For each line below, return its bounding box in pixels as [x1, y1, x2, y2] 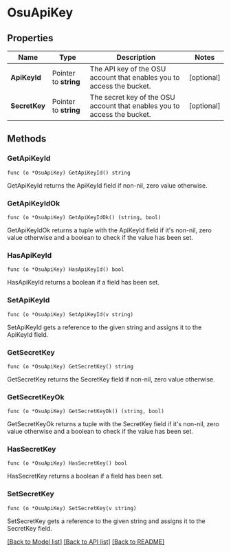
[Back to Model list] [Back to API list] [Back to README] [7, 538, 165, 546]
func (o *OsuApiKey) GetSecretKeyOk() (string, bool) [7, 408, 165, 415]
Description [116, 53, 156, 62]
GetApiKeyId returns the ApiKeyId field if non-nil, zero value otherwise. [7, 181, 208, 190]
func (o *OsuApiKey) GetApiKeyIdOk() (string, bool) [7, 214, 162, 221]
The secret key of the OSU [89, 93, 175, 102]
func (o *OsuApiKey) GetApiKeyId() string [7, 169, 131, 176]
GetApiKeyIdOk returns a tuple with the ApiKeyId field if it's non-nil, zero [7, 225, 212, 234]
